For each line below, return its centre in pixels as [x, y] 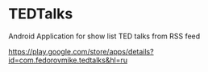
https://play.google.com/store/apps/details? [81, 51]
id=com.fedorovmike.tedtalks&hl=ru [68, 60]
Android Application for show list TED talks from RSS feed [104, 36]
